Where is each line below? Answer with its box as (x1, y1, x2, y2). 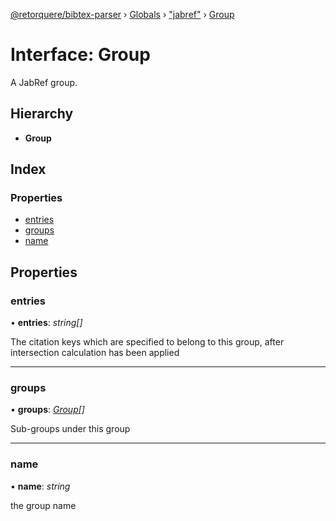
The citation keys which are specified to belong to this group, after (10, 336, 285, 348)
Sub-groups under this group (10, 423, 131, 435)
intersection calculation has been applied (10, 347, 180, 359)
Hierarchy (10, 105, 74, 123)
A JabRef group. (10, 76, 78, 88)
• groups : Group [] (10, 404, 85, 416)
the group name (10, 499, 77, 511)
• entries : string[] (10, 317, 83, 329)
